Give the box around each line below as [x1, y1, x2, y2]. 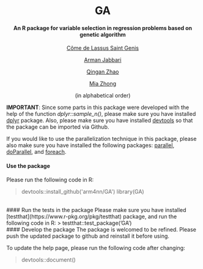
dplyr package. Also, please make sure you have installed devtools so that [6, 117, 193, 124]
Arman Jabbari [84, 56, 122, 64]
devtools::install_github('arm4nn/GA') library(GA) [21, 188, 145, 195]
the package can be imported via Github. [6, 123, 109, 131]
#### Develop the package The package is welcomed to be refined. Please [6, 225, 197, 233]
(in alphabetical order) [75, 92, 131, 99]
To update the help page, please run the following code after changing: [6, 244, 185, 251]
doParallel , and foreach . [6, 148, 67, 156]
